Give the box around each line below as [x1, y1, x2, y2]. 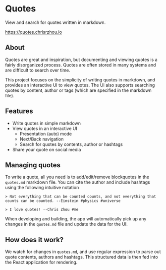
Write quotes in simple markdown [12, 120, 81, 126]
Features [5, 107, 33, 116]
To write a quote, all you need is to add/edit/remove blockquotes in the [5, 174, 150, 180]
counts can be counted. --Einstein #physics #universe [5, 199, 121, 203]
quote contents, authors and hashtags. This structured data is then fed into [5, 254, 158, 260]
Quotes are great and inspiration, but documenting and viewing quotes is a [5, 57, 158, 63]
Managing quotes [5, 161, 61, 169]
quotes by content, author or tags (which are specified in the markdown [5, 87, 152, 93]
